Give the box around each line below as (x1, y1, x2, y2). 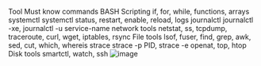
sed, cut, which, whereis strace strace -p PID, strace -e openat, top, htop (8, 41, 248, 50)
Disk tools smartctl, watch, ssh (8, 49, 109, 58)
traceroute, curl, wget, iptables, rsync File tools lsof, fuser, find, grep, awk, (8, 32, 251, 41)
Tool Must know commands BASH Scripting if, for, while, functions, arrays (8, 7, 250, 16)
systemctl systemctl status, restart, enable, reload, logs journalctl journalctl (8, 15, 254, 25)
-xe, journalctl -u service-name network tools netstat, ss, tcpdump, (8, 24, 228, 33)
